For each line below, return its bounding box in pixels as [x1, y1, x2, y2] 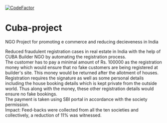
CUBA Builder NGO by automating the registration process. [5, 53, 126, 59]
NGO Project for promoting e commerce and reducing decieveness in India [5, 38, 159, 44]
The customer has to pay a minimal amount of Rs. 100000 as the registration [5, 59, 162, 65]
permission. [5, 101, 29, 107]
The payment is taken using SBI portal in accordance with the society [5, 96, 148, 102]
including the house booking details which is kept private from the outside [5, 80, 157, 86]
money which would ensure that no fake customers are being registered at [5, 64, 158, 70]
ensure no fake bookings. [5, 90, 57, 97]
